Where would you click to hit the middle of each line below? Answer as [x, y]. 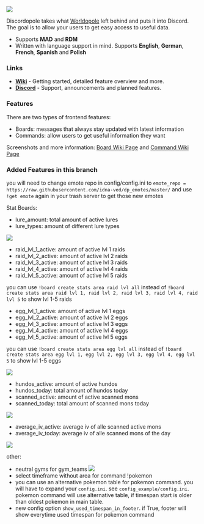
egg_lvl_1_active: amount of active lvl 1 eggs [70, 311]
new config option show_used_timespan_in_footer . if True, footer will [100, 508]
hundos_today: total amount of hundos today [71, 390]
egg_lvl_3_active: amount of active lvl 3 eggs [71, 323]
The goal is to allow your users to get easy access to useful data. [88, 27]
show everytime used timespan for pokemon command [85, 514]
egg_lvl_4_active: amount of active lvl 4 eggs [71, 330]
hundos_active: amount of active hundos [66, 384]
